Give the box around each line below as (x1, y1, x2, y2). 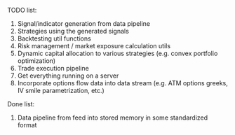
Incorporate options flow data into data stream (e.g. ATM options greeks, (17, 79, 228, 87)
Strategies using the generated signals (17, 27, 130, 35)
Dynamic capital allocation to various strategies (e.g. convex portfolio (17, 49, 218, 57)
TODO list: (7, 6, 37, 14)
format (17, 121, 37, 129)
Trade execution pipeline (17, 64, 89, 72)
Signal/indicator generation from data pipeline (17, 20, 151, 27)
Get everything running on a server (17, 71, 119, 80)
